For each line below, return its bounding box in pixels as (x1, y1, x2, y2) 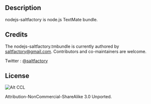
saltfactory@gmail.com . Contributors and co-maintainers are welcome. (5, 48, 147, 54)
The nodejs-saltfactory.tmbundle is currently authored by (5, 43, 120, 49)
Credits (5, 31, 28, 39)
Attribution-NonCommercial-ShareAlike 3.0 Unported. (5, 94, 112, 100)
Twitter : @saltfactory (5, 58, 48, 64)
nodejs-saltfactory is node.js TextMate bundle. (5, 16, 98, 22)
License (5, 72, 30, 80)
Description (5, 4, 41, 12)
